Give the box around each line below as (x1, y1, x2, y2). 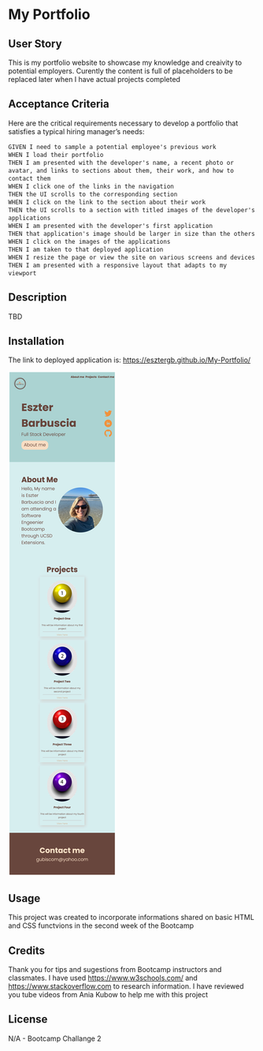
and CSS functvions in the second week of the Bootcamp (8, 921, 194, 930)
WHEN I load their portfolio (8, 151, 104, 159)
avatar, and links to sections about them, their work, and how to (8, 166, 235, 174)
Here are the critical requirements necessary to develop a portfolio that (8, 118, 239, 128)
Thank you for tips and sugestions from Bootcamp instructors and (8, 965, 222, 974)
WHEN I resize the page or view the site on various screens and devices (8, 253, 256, 261)
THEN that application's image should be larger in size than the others (8, 230, 256, 238)
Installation (8, 335, 65, 348)
